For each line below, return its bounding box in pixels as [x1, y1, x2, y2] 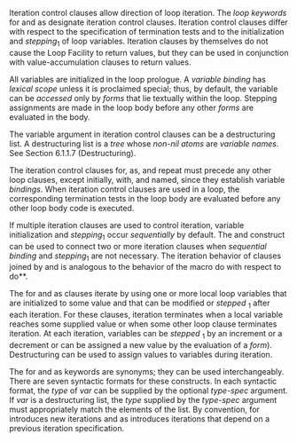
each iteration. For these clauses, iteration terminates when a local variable [9, 310, 284, 320]
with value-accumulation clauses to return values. [9, 57, 191, 67]
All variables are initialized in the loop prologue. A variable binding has [9, 74, 266, 84]
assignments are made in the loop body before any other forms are [9, 102, 254, 113]
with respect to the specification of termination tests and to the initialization [9, 27, 285, 36]
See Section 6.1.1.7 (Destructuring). [9, 147, 137, 158]
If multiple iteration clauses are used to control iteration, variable [9, 219, 245, 230]
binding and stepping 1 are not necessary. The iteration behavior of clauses [9, 250, 282, 263]
